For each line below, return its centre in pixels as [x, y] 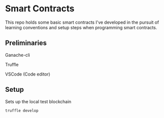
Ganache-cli [18, 55]
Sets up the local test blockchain [38, 101]
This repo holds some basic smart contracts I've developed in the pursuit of [82, 22]
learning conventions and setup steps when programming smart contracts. [81, 27]
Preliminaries [26, 43]
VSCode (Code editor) [28, 74]
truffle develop [22, 111]
